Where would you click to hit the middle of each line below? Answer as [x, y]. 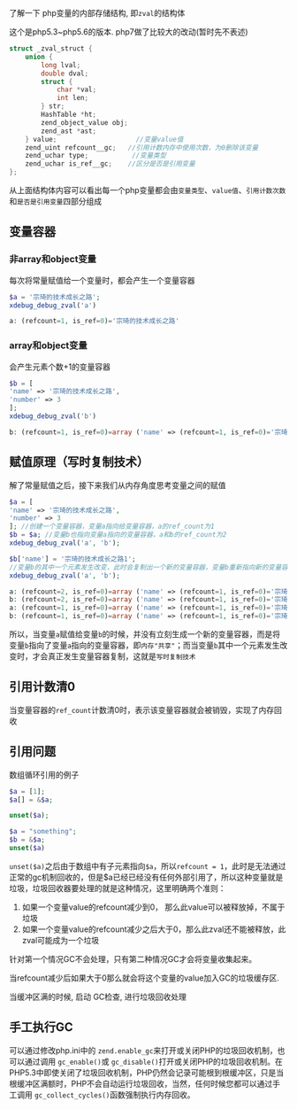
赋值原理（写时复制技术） [79, 462]
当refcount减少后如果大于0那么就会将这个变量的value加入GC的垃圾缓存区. [145, 978]
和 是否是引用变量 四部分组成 [56, 201]
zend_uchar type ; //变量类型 [95, 156]
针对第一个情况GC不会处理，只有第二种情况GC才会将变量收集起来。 [133, 958]
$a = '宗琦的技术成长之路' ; [55, 297]
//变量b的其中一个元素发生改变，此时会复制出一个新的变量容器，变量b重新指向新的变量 [145, 567]
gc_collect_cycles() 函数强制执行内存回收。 [114, 1094]
